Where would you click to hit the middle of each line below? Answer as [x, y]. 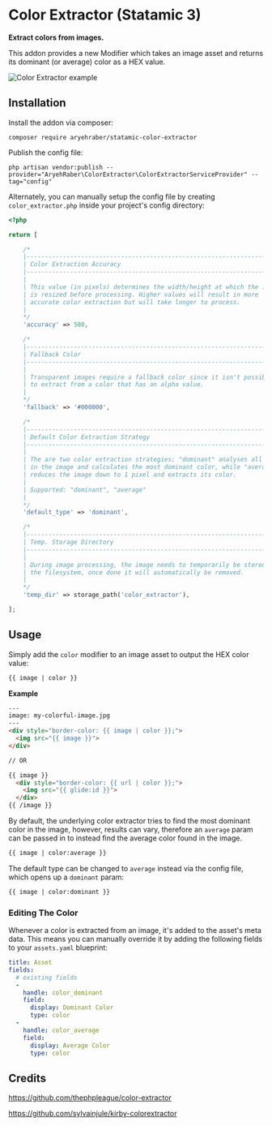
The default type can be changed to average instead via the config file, [126, 868]
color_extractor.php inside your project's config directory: [106, 205]
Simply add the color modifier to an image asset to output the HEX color [129, 654]
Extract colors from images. [56, 37]
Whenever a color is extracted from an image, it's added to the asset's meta [135, 930]
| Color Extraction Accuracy [72, 264]
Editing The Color [43, 913]
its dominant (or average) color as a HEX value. [87, 62]
